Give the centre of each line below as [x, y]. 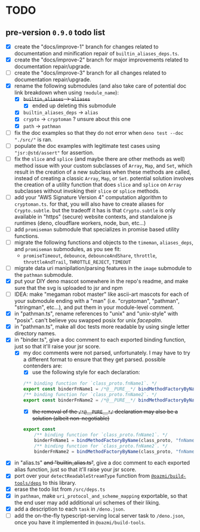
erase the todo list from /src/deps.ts [60, 489]
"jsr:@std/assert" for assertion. [54, 152]
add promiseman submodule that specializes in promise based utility [97, 229]
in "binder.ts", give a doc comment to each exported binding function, [100, 340]
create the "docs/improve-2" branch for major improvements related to [101, 60]
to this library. [59, 482]
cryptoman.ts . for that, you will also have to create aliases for [89, 204]
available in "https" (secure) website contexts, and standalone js [93, 216]
